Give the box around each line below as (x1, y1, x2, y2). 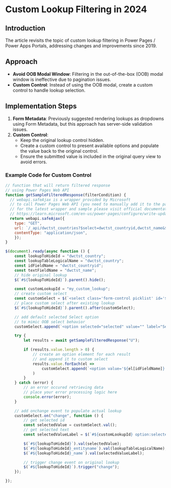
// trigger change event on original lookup (23, 460, 120, 465)
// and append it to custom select (32, 356, 108, 362)
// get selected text (23, 427, 70, 433)
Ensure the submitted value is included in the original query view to (20, 153, 161, 159)
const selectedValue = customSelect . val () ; (23, 422, 117, 428)
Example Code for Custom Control (5, 171, 92, 179)
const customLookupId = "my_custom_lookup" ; (14, 286, 110, 292)
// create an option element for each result (32, 352, 131, 357)
